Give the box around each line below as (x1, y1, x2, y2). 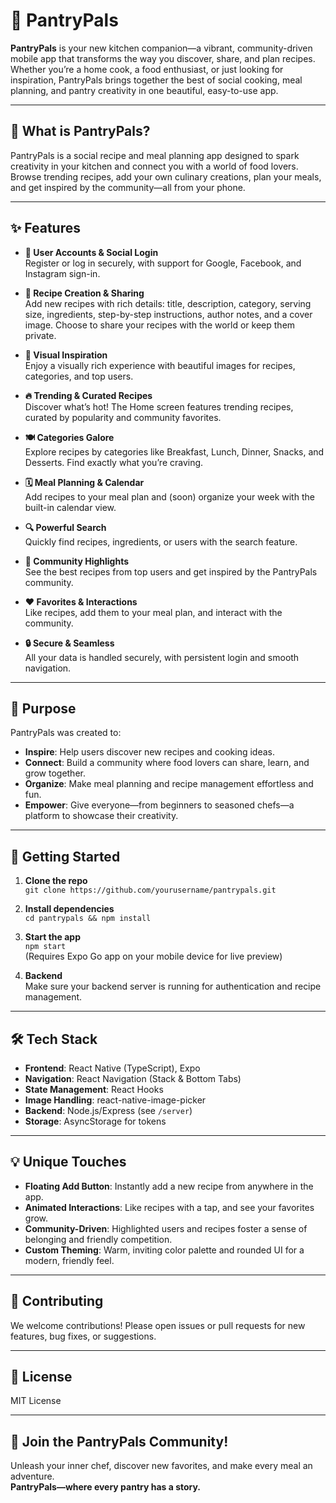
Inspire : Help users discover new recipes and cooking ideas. (24, 746, 275, 758)
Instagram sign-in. (24, 267, 101, 279)
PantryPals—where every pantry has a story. (10, 1481, 202, 1493)
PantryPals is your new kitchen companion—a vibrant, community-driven (10, 42, 313, 54)
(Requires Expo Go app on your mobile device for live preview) (24, 950, 283, 963)
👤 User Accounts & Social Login (24, 246, 159, 258)
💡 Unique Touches (10, 1154, 127, 1171)
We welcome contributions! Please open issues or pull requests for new (10, 1319, 306, 1331)
